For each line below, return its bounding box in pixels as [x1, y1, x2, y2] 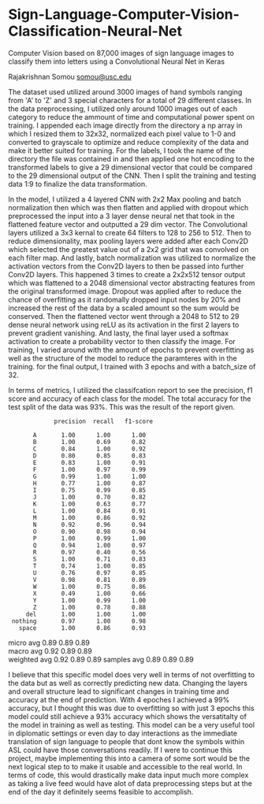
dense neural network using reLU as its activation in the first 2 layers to [8, 320, 240, 329]
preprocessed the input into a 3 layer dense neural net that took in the [8, 211, 235, 220]
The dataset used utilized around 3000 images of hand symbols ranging [8, 87, 243, 96]
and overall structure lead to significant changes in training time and [8, 687, 229, 696]
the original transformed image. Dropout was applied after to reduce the [8, 286, 242, 296]
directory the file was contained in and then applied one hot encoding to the [8, 154, 255, 163]
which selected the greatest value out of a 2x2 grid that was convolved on [8, 244, 250, 254]
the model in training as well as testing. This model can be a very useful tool [8, 720, 255, 729]
